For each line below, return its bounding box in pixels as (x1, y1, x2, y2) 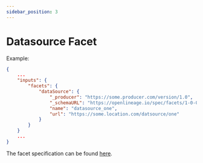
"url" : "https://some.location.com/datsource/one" (49, 111, 180, 117)
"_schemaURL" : (49, 100, 85, 106)
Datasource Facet (6, 34, 97, 48)
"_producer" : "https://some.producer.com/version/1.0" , (49, 94, 193, 100)
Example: (6, 55, 30, 62)
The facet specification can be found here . (6, 150, 113, 157)
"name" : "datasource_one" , (49, 105, 118, 111)
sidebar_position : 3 (6, 8, 59, 15)
